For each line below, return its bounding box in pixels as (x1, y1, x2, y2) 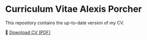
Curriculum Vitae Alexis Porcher (5, 3, 142, 15)
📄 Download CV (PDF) (5, 29, 51, 35)
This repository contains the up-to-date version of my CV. (5, 20, 124, 26)
